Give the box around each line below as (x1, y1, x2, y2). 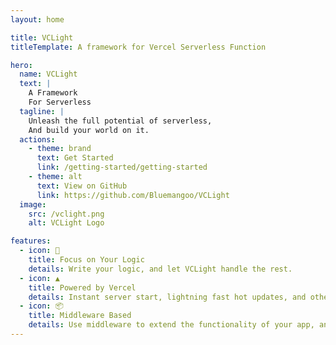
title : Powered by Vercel (28, 282, 137, 293)
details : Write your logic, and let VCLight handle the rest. (28, 264, 293, 274)
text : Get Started (36, 153, 114, 163)
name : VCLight (19, 69, 78, 80)
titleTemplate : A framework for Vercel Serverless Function (10, 42, 267, 52)
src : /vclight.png (28, 209, 105, 219)
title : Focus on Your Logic (28, 255, 145, 265)
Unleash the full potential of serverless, (28, 116, 213, 126)
